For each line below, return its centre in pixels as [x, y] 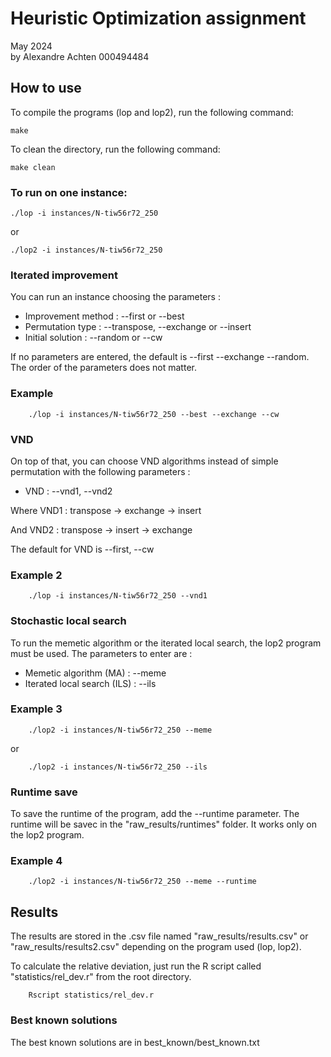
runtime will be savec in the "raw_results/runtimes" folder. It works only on [163, 824]
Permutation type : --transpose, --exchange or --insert [138, 327]
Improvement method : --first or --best [104, 316]
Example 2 [36, 575]
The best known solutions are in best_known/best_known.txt [135, 1042]
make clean [33, 167]
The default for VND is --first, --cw [82, 549]
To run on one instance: [69, 192]
